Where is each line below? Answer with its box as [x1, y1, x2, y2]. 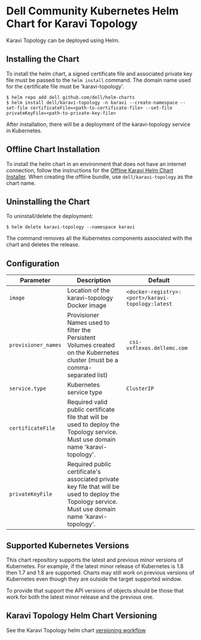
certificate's [67, 467, 101, 476]
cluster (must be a [67, 356, 118, 364]
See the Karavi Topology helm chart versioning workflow [6, 626, 146, 633]
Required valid [67, 398, 108, 406]
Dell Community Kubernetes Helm [6, 4, 179, 18]
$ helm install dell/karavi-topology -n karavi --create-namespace [6, 99, 178, 105]
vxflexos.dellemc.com [126, 345, 188, 352]
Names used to [67, 319, 110, 327]
